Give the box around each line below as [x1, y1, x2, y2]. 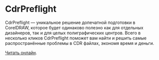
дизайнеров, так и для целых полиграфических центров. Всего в [5, 30, 141, 36]
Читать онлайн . [5, 50, 38, 56]
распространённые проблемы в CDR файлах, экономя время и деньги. [5, 40, 154, 46]
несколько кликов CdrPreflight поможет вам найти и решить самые [5, 35, 147, 41]
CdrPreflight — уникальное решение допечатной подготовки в [5, 20, 136, 25]
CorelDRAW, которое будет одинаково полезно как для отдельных [5, 24, 143, 30]
